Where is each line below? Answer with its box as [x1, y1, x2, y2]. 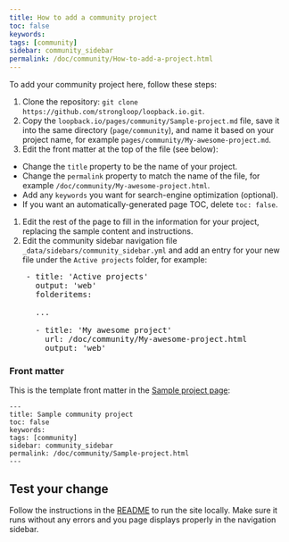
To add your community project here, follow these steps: [9, 79, 217, 89]
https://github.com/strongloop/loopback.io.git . [21, 106, 205, 116]
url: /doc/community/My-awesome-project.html [44, 334, 248, 344]
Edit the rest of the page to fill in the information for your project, [21, 216, 260, 227]
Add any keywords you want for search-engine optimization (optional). [21, 189, 278, 200]
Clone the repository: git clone [21, 96, 138, 107]
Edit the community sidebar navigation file [21, 236, 178, 246]
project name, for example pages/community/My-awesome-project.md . [21, 135, 272, 145]
